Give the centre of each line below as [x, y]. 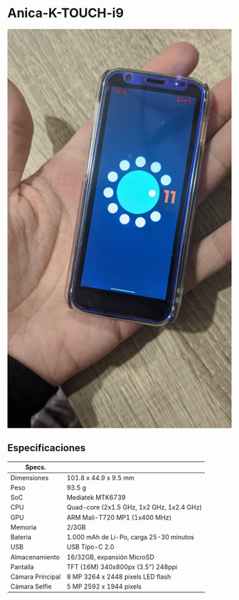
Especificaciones [47, 448]
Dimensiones [30, 477]
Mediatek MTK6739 [96, 497]
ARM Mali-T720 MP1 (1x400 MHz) [119, 517]
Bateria [21, 537]
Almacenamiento [35, 557]
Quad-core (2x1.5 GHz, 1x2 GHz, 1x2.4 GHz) [134, 507]
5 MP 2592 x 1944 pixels [104, 586]
